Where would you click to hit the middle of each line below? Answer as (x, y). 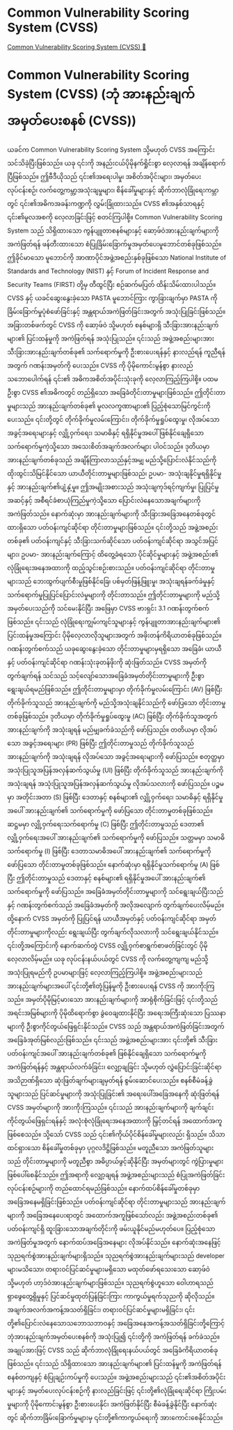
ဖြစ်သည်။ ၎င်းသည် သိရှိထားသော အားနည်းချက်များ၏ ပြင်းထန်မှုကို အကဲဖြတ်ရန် (114, 1363)
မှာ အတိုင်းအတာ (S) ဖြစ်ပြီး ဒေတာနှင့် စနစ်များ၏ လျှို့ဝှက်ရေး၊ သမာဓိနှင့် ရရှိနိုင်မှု (115, 797)
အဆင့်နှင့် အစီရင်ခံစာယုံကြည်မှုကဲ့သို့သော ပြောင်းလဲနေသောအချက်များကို (104, 500)
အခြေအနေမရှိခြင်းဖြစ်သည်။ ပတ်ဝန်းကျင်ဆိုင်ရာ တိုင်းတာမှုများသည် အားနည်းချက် (116, 1202)
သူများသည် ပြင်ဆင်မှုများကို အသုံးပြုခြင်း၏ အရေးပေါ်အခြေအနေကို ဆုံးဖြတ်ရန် (113, 1094)
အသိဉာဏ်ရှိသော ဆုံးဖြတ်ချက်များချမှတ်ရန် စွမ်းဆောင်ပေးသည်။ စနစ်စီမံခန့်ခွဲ (110, 1080)
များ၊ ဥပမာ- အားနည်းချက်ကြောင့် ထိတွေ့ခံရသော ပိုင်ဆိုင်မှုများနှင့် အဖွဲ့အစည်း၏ (113, 554)
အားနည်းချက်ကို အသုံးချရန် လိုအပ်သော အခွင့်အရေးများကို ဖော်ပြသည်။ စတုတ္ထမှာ (116, 756)
